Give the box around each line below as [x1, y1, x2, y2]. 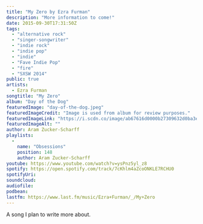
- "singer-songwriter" [11, 37, 69, 43]
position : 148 [17, 149, 53, 155]
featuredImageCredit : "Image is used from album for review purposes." [6, 110, 190, 116]
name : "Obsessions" [17, 143, 66, 150]
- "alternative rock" [11, 31, 66, 37]
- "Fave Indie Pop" [11, 59, 61, 65]
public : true [6, 76, 39, 82]
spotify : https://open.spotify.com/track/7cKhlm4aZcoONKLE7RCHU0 [6, 166, 174, 172]
